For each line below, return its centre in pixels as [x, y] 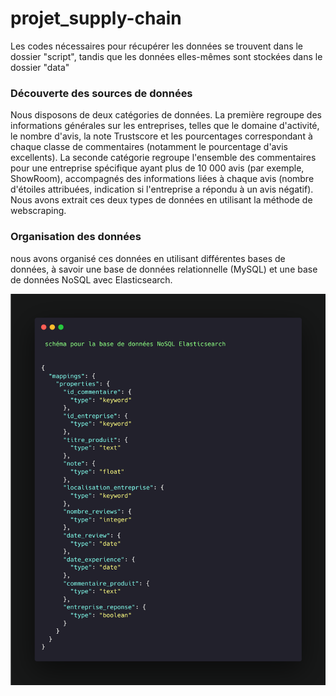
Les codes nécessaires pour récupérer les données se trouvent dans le [157, 46]
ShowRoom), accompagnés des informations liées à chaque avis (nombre [162, 179]
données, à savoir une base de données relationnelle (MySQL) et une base [164, 269]
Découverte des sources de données [101, 93]
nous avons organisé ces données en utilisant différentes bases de [148, 258]
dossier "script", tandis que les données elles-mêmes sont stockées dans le [166, 56]
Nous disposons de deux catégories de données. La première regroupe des [166, 115]
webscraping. [38, 211]
